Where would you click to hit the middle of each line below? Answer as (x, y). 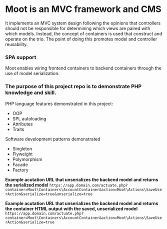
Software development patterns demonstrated (53, 139)
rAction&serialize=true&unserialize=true (49, 194)
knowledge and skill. (31, 92)
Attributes (22, 124)
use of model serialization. (32, 73)
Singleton (22, 148)
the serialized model (27, 185)
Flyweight (22, 154)
